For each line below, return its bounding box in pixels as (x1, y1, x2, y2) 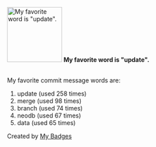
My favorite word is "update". (63, 56, 150, 64)
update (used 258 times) (16, 89, 87, 98)
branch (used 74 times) (16, 104, 83, 112)
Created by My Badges (7, 132, 72, 140)
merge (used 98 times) (16, 97, 82, 105)
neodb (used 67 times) (16, 111, 81, 120)
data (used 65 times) (16, 119, 76, 126)
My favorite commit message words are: (7, 76, 121, 84)
